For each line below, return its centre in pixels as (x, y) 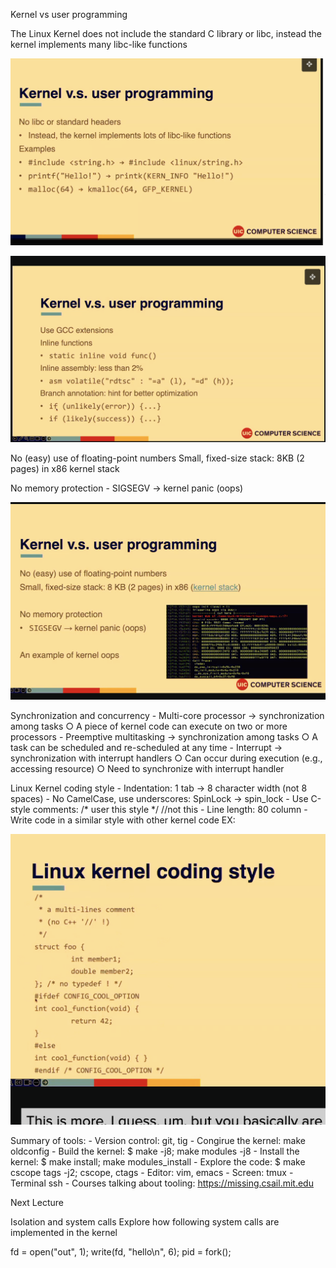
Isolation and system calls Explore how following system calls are (145, 1222)
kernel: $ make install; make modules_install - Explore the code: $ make (158, 1162)
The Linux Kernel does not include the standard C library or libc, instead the (166, 33)
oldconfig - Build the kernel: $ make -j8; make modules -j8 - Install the (155, 1151)
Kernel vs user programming (69, 14)
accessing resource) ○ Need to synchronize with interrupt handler (147, 768)
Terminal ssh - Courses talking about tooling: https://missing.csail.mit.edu (162, 1183)
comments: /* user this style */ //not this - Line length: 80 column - (170, 809)
